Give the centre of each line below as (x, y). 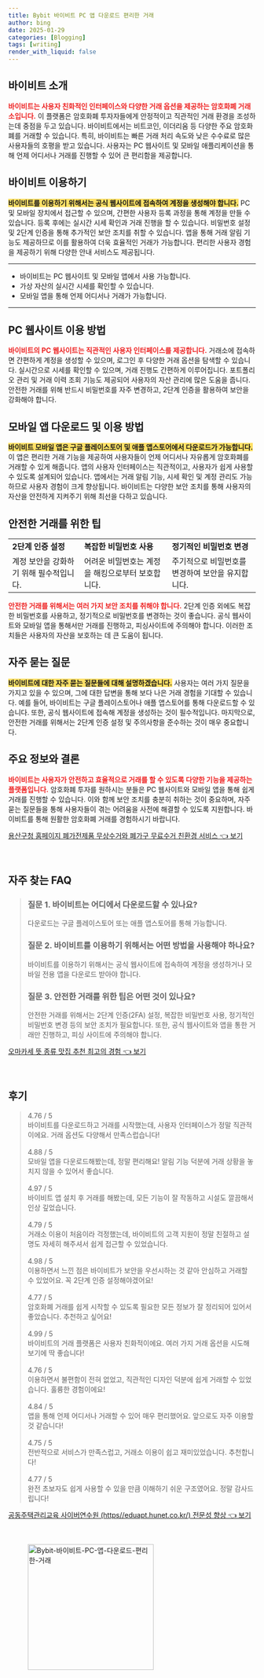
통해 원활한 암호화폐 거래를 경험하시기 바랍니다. (108, 819)
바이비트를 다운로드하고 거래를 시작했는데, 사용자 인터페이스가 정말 (129, 1125)
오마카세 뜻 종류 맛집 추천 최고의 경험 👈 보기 (77, 1051)
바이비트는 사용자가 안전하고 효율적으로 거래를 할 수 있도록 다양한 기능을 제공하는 (130, 780)
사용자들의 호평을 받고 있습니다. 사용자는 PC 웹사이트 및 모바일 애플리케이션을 (127, 145)
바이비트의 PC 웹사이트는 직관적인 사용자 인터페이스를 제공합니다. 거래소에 (121, 351)
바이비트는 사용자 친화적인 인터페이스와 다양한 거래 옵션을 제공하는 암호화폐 (123, 106)
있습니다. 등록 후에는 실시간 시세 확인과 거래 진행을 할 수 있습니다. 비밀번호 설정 (130, 222)
